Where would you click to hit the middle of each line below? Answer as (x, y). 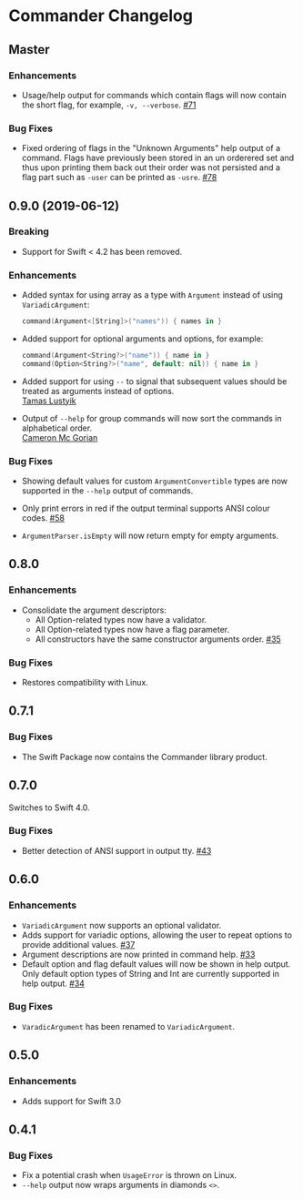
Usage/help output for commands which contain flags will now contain (154, 95)
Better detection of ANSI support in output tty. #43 (116, 850)
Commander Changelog (101, 16)
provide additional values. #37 (78, 944)
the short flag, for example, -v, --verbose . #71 (109, 105)
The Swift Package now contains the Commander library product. (144, 757)
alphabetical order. (57, 428)
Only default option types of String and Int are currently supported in (150, 973)
